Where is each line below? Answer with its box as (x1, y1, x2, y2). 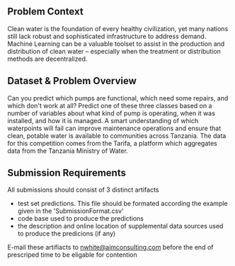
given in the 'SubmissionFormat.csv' (17, 207, 124, 215)
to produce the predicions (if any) (17, 229, 116, 238)
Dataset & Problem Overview (7, 75, 137, 87)
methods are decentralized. (7, 54, 88, 63)
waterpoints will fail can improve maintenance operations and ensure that (7, 124, 222, 132)
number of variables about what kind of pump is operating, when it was (7, 109, 216, 117)
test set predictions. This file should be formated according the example (17, 199, 228, 208)
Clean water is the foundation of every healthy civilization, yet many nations (7, 24, 229, 33)
